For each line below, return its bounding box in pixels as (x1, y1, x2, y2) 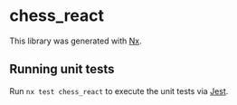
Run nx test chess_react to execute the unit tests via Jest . (9, 85, 229, 96)
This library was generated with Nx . (9, 35, 142, 46)
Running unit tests (9, 62, 115, 77)
